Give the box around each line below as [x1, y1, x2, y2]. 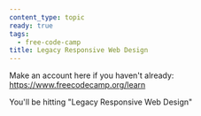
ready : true [9, 21, 53, 30]
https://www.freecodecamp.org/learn [9, 80, 146, 90]
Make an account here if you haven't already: [9, 70, 174, 81]
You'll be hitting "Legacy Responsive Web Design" [9, 97, 193, 107]
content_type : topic [9, 12, 86, 22]
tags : [9, 29, 29, 38]
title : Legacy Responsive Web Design [9, 46, 149, 55]
